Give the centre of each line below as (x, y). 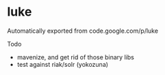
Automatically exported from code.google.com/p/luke (83, 31)
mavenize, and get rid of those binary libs (76, 57)
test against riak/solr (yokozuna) (62, 64)
